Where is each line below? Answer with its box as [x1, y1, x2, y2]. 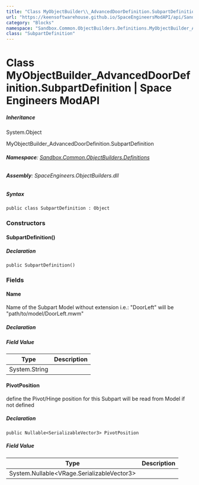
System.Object [6, 129, 42, 136]
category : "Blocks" [6, 20, 54, 25]
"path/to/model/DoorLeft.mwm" [6, 310, 84, 317]
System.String [9, 365, 49, 374]
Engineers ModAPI [6, 94, 100, 107]
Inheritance [6, 114, 36, 121]
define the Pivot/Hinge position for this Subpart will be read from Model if [6, 395, 185, 402]
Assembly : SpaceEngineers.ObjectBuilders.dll [6, 172, 119, 179]
